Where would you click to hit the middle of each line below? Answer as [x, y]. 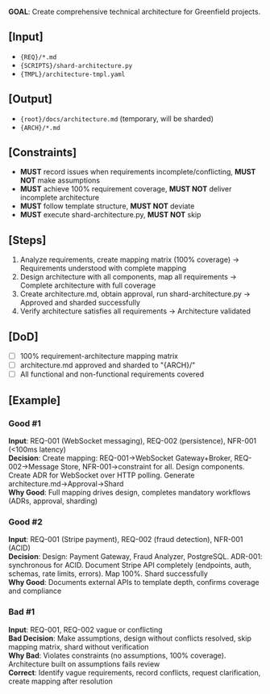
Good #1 [25, 423]
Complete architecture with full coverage [88, 285]
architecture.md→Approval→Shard [66, 483]
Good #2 [25, 522]
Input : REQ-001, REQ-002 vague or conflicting [85, 629]
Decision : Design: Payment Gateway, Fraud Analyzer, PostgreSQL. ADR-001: [135, 557]
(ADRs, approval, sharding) [53, 501]
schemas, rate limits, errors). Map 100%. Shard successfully [108, 574]
